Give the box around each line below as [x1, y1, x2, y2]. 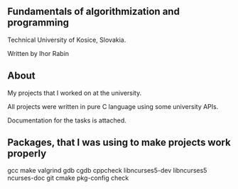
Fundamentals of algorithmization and [7, 6, 180, 18]
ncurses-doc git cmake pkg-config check [7, 173, 129, 183]
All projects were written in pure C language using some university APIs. [7, 102, 219, 110]
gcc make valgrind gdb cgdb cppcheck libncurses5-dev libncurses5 [7, 166, 207, 175]
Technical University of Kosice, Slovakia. [7, 35, 126, 44]
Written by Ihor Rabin [7, 49, 70, 57]
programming [7, 17, 70, 29]
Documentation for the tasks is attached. [7, 116, 126, 125]
